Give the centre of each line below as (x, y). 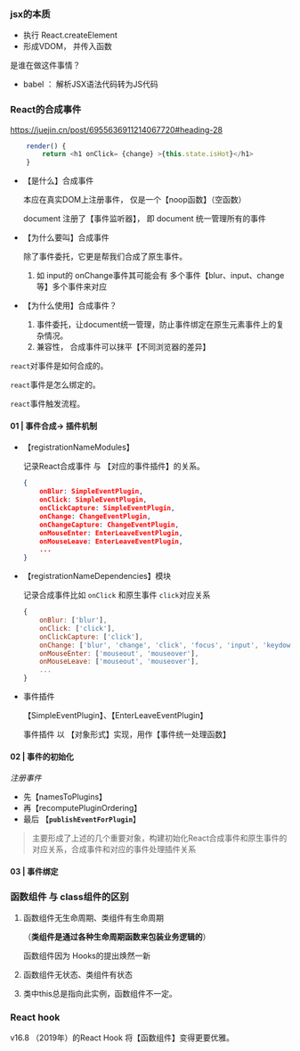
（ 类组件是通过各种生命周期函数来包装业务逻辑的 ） (117, 937)
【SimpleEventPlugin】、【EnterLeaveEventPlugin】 (115, 716)
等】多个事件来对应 (72, 286)
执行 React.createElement (70, 35)
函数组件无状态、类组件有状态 (77, 975)
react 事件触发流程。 (48, 404)
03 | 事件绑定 (34, 871)
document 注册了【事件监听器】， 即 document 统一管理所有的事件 (144, 219)
